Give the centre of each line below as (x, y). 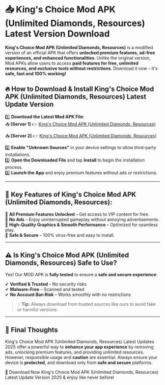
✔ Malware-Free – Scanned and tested (45, 289)
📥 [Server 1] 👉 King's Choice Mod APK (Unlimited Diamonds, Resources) (81, 124)
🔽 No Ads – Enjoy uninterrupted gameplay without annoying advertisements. (82, 219)
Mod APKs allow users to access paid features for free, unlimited (72, 63)
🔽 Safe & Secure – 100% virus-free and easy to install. (60, 235)
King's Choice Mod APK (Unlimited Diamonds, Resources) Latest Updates (80, 342)
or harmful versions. (37, 310)
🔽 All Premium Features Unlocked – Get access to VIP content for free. (77, 214)
